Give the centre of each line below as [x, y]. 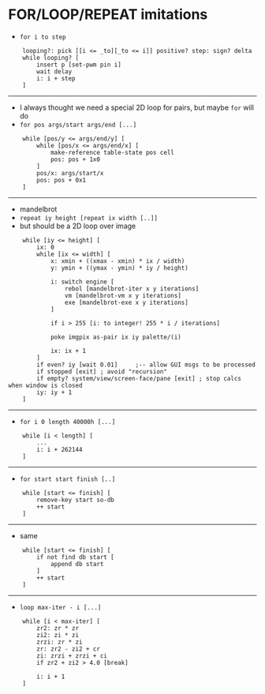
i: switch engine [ [82, 282]
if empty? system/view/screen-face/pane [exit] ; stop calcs [139, 378]
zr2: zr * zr [58, 628]
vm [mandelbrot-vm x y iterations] [123, 295]
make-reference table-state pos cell [112, 152]
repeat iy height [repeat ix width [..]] [88, 218]
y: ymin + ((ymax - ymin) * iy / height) [119, 268]
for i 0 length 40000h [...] [67, 422]
